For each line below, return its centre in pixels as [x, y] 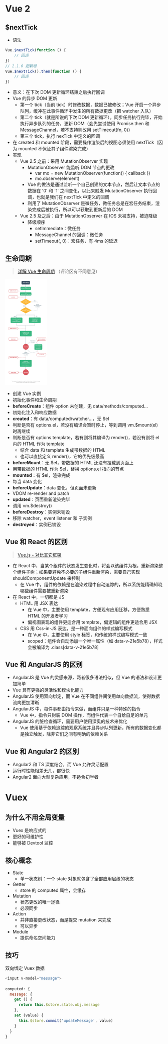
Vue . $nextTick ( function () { [36, 50]
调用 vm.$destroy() [32, 505]
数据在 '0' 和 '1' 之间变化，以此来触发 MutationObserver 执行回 [92, 191]
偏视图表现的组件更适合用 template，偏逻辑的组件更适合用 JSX [92, 622]
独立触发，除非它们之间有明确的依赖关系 [66, 734]
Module [20, 932]
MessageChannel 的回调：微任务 [69, 235]
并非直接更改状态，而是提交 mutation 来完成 [65, 920]
